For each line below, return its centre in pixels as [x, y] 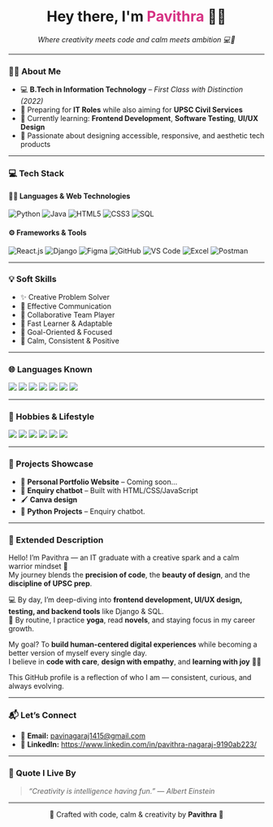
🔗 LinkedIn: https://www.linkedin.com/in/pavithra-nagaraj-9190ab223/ [139, 745]
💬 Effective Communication [66, 306]
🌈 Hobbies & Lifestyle [52, 417]
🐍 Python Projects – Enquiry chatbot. [82, 511]
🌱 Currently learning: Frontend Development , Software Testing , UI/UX [139, 119]
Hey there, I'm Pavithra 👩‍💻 [136, 17]
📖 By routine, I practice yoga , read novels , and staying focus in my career [132, 620]
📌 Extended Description [56, 539]
